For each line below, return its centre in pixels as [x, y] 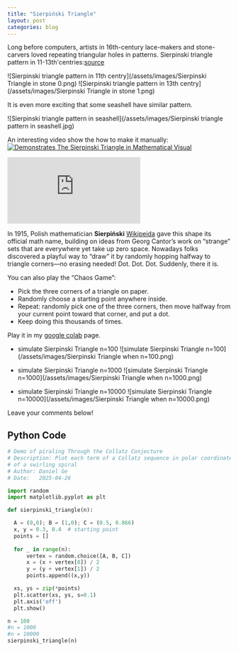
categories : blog [33, 27]
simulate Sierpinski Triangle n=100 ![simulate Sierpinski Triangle [110, 349]
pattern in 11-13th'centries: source [56, 62]
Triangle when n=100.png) [135, 357]
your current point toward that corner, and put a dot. [93, 314]
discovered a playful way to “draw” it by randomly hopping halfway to [109, 257]
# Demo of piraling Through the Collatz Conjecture [85, 452]
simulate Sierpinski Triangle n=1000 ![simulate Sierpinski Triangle [113, 370]
